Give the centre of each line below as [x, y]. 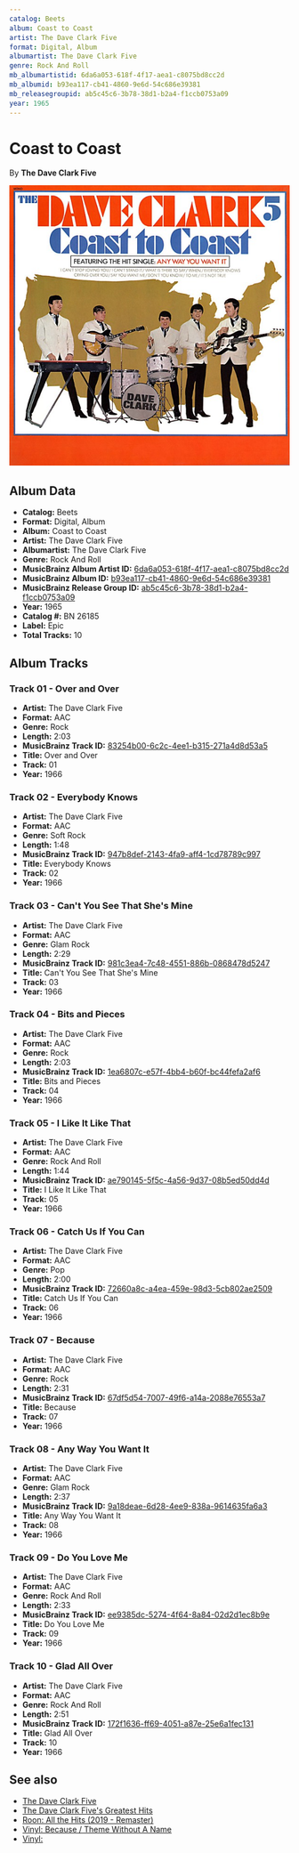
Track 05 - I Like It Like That [70, 1123]
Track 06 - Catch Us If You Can [77, 1232]
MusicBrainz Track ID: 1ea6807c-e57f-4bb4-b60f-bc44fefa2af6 [141, 1072]
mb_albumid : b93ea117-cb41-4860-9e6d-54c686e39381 [105, 85]
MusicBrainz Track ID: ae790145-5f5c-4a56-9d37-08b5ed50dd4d [145, 1180]
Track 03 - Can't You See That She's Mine [101, 906]
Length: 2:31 [45, 1388]
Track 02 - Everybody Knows [74, 797]
